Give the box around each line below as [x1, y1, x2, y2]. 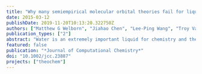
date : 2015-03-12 [6, 14, 50, 20]
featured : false [6, 42, 47, 48]
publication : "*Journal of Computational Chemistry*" [6, 48, 144, 54]
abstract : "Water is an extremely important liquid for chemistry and [6, 36, 187, 42]
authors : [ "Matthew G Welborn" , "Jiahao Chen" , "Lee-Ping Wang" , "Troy [6, 25, 189, 32]
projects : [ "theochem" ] [6, 58, 66, 64]
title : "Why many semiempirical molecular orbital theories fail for [6, 8, 185, 15]
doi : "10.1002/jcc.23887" [6, 53, 71, 59]
